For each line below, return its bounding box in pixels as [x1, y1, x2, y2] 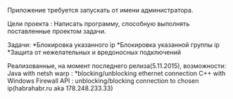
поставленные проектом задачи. [7, 27, 106, 35]
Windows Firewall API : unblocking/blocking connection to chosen [7, 77, 199, 85]
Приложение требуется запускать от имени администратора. [7, 6, 194, 14]
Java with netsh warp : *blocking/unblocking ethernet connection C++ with [7, 70, 226, 77]
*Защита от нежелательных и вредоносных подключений [7, 48, 182, 56]
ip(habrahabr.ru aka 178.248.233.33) [7, 84, 114, 92]
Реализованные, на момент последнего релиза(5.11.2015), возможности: [7, 62, 227, 70]
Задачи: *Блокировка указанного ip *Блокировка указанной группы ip [7, 41, 220, 48]
